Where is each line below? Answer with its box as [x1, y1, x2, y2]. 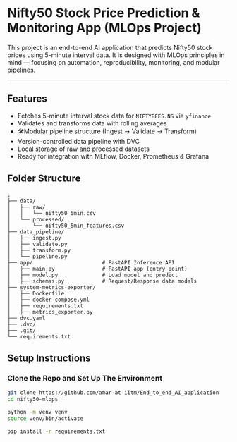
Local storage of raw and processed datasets [17, 145, 150, 153]
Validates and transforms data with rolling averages [17, 118, 167, 128]
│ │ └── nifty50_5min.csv [7, 209, 97, 216]
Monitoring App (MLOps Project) [7, 20, 202, 36]
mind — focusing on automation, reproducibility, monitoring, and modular [7, 58, 220, 66]
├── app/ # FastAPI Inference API [7, 259, 175, 266]
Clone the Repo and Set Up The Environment [7, 373, 163, 383]
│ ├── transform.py [7, 247, 71, 254]
